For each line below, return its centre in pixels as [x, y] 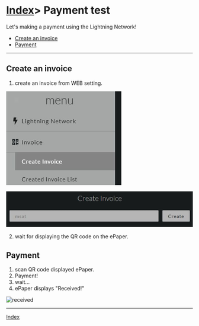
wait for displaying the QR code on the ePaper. [71, 236]
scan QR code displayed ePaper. [54, 270]
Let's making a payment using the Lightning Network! [71, 27]
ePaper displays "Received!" [49, 289]
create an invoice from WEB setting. [58, 83]
